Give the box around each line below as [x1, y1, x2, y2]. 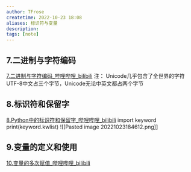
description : [6, 25, 39, 32]
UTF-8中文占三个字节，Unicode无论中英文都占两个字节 [6, 80, 144, 87]
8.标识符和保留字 [6, 99, 70, 109]
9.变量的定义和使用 [6, 142, 78, 153]
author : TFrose [6, 8, 45, 15]
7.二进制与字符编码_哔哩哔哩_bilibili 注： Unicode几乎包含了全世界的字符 [6, 72, 185, 79]
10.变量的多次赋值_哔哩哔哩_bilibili [6, 159, 90, 167]
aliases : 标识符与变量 [6, 20, 58, 26]
